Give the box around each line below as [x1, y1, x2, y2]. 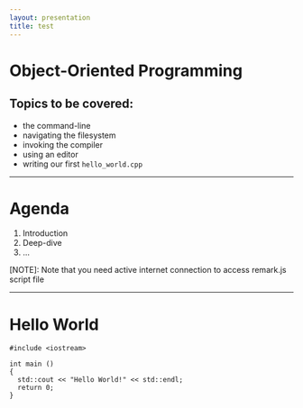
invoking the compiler [22, 139, 104, 150]
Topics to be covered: [9, 96, 133, 112]
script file [9, 274, 45, 285]
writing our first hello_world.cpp [22, 159, 142, 169]
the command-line [22, 120, 92, 131]
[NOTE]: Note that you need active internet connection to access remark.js [9, 265, 287, 276]
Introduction [22, 228, 69, 239]
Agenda [9, 198, 69, 219]
